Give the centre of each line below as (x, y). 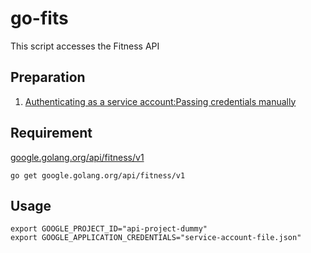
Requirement (51, 133)
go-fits (39, 18)
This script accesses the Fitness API (85, 46)
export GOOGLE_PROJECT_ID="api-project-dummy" (109, 229)
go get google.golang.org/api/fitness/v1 (98, 175)
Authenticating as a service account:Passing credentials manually (160, 101)
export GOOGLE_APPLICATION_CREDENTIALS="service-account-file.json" (156, 238)
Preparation (48, 77)
